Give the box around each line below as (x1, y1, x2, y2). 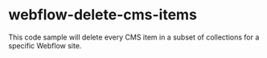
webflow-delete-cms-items (8, 6, 197, 24)
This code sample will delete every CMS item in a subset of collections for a (8, 32, 260, 42)
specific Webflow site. (8, 40, 82, 50)
